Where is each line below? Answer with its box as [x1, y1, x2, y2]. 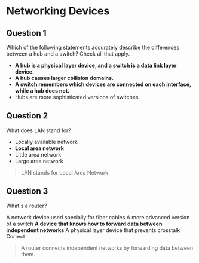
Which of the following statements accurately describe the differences [6, 44, 180, 51]
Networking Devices [6, 4, 110, 18]
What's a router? [6, 202, 47, 209]
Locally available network [14, 138, 78, 145]
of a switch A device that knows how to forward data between [6, 220, 163, 227]
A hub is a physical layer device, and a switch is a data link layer [14, 62, 177, 69]
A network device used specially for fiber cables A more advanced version [6, 213, 190, 221]
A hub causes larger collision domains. [14, 75, 114, 81]
